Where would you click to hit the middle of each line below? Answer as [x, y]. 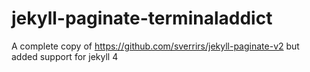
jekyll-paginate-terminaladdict [142, 18]
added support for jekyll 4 [65, 56]
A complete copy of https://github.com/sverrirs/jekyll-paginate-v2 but [155, 46]
